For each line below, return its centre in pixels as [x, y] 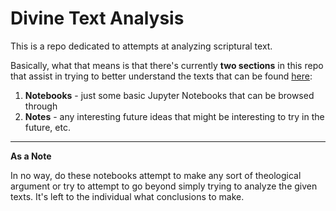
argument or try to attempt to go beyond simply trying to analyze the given [164, 186]
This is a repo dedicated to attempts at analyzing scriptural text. [141, 46]
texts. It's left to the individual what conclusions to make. [127, 196]
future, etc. [47, 127]
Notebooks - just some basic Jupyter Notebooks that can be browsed [169, 95]
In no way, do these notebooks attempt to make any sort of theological [156, 175]
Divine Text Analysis [97, 18]
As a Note [31, 156]
